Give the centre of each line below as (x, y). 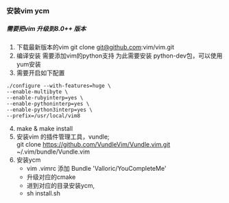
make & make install (45, 128)
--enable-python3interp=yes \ (50, 110)
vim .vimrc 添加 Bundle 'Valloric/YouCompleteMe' (96, 168)
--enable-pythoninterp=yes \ (48, 104)
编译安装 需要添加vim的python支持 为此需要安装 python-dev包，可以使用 (119, 56)
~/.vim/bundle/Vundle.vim (53, 152)
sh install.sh (44, 193)
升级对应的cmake (51, 177)
